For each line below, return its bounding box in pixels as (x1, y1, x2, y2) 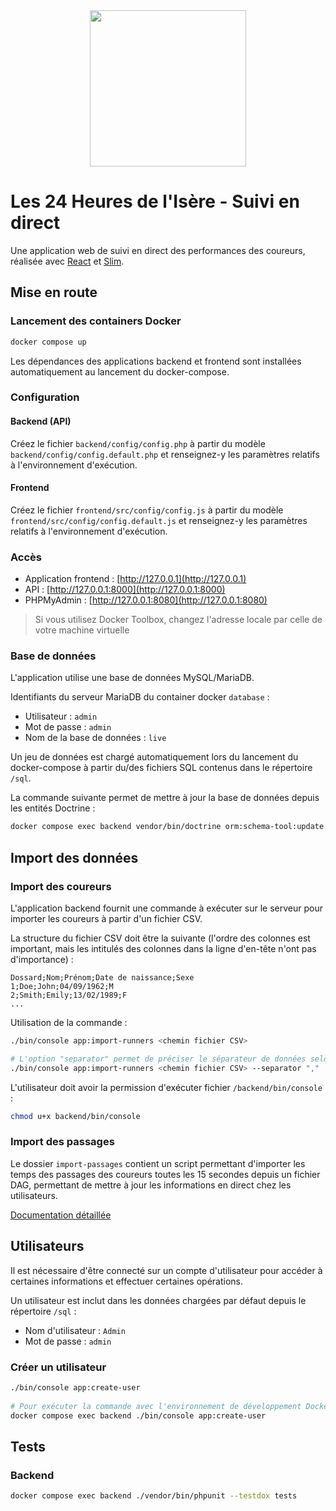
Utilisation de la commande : (10, 1016, 128, 1028)
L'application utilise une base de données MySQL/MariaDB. (10, 672, 255, 684)
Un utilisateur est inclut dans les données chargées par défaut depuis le (10, 1294, 307, 1306)
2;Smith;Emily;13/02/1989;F (10, 990, 128, 1000)
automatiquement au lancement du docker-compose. (10, 365, 230, 378)
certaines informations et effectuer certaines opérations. (10, 1275, 243, 1287)
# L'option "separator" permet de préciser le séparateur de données (10, 1054, 307, 1064)
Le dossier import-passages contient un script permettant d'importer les (10, 1157, 306, 1169)
